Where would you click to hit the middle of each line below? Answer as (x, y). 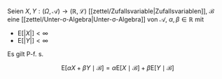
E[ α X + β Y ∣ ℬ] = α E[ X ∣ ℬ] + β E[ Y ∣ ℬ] (118, 68)
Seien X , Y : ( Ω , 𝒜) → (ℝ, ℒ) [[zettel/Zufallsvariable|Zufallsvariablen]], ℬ (111, 11)
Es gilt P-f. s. (26, 54)
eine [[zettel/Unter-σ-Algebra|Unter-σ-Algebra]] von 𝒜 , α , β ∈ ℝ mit (106, 19)
